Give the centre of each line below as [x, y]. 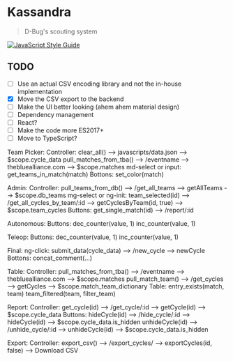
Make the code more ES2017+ [61, 130]
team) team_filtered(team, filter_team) [62, 294]
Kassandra [39, 12]
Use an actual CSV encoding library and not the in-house [99, 84]
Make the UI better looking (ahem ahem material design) [98, 107]
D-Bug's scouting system [61, 31]
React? [27, 122]
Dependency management [55, 114]
